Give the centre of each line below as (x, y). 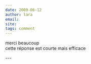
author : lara (19, 15)
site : (11, 24)
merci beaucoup (22, 43)
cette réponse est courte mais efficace (45, 48)
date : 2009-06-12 (24, 10)
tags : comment (20, 29)
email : (12, 19)
